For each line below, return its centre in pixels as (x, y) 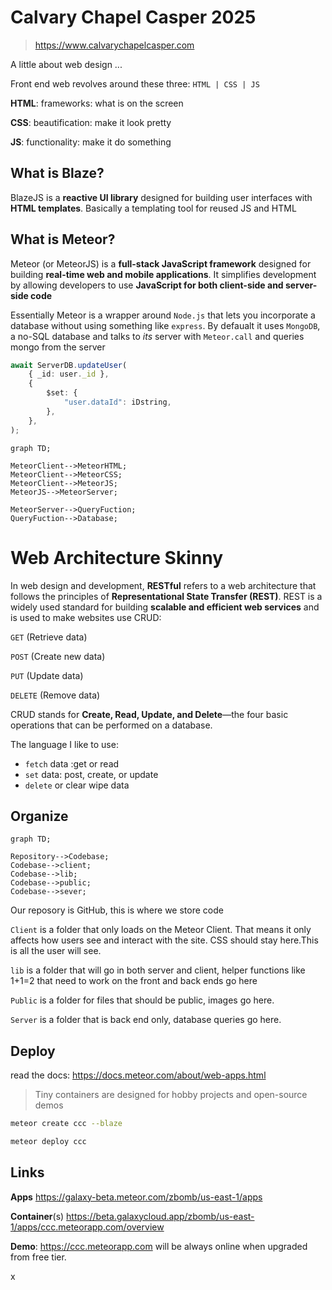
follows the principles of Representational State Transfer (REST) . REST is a (166, 596)
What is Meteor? (63, 239)
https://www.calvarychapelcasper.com (114, 45)
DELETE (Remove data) (55, 695)
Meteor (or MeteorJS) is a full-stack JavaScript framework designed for (161, 263)
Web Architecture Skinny (116, 557)
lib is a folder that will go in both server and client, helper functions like (158, 970)
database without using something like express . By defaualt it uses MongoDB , (165, 325)
